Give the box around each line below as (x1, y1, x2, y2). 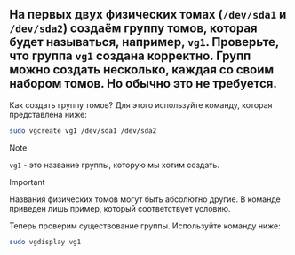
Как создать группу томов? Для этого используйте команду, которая (9, 99, 273, 110)
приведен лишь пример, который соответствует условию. (9, 203, 231, 213)
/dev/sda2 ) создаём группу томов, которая (9, 21, 258, 36)
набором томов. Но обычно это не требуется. (9, 76, 278, 91)
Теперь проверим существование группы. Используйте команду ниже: (9, 220, 282, 231)
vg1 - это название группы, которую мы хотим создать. (9, 159, 220, 170)
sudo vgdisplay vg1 (9, 237, 82, 246)
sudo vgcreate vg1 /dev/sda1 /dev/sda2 (9, 126, 157, 135)
